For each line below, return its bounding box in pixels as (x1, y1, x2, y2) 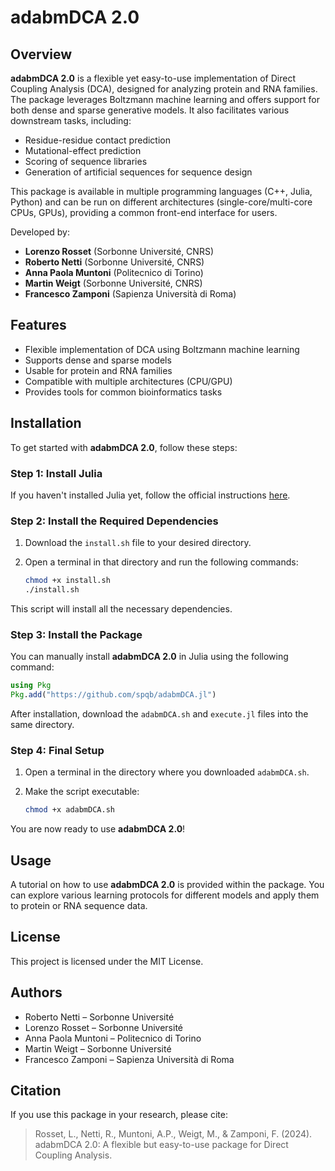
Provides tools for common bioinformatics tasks (24, 386, 223, 398)
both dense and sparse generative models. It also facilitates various (10, 104, 290, 116)
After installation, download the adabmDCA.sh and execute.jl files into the (10, 708, 309, 720)
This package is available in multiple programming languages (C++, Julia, (10, 186, 313, 197)
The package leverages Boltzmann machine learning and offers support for (10, 94, 321, 105)
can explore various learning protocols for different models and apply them (10, 889, 320, 901)
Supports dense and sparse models (24, 354, 172, 366)
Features (10, 317, 67, 334)
